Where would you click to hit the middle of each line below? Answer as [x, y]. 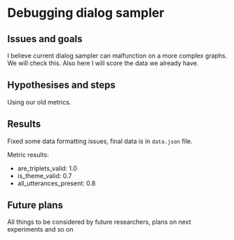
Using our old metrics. [39, 102]
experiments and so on [40, 229]
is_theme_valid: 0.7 [44, 175]
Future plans [35, 205]
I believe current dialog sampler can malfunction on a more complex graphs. [117, 55]
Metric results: [28, 154]
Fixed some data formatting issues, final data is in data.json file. [100, 141]
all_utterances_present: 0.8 [56, 183]
